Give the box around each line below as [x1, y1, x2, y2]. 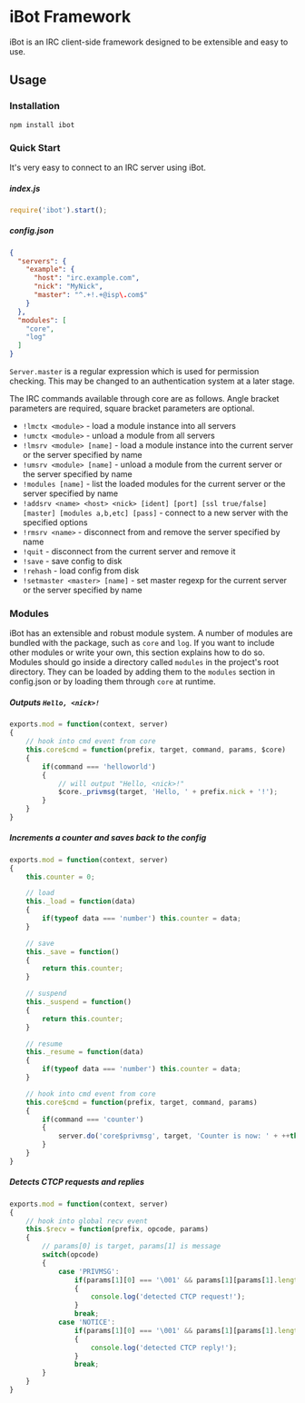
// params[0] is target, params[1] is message [42, 1242, 221, 1251]
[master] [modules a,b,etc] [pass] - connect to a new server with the [22, 507, 289, 519]
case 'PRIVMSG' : [57, 1267, 120, 1276]
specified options [22, 517, 88, 528]
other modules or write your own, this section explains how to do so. [9, 647, 266, 658]
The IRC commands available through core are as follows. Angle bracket [9, 393, 280, 404]
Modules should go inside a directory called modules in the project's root [9, 657, 280, 668]
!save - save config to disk [22, 556, 123, 567]
